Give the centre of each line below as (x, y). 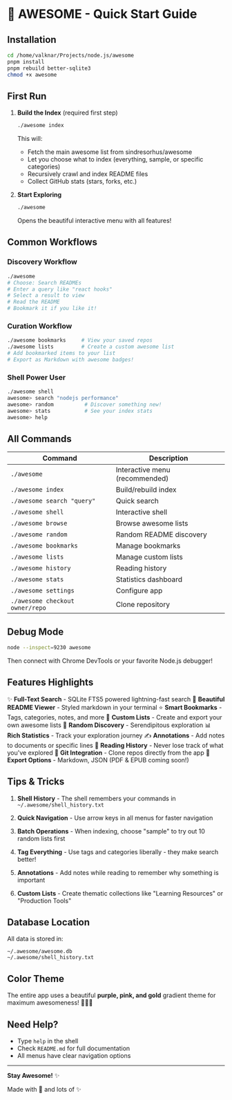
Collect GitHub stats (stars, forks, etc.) (82, 182)
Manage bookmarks (148, 546)
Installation (32, 40)
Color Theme (36, 979)
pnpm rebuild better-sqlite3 (49, 68)
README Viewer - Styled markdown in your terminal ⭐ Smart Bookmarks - (115, 707)
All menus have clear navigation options (74, 1056)
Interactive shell (142, 512)
